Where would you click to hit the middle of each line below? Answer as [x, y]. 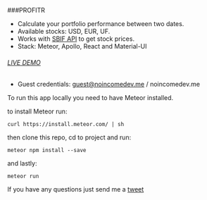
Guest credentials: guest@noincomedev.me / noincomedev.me [109, 85]
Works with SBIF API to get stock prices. [76, 39]
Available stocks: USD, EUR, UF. [64, 31]
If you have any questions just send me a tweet [76, 189]
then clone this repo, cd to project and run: [69, 137]
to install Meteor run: [37, 111]
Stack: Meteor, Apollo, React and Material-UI [82, 46]
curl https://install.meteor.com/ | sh [66, 125]
